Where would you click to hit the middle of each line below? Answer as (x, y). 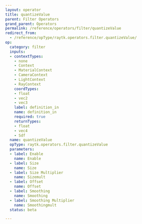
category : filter (28, 47)
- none (21, 61)
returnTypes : (28, 121)
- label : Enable (26, 154)
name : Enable (28, 158)
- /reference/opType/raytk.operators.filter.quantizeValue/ (73, 38)
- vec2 (21, 98)
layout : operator (23, 10)
